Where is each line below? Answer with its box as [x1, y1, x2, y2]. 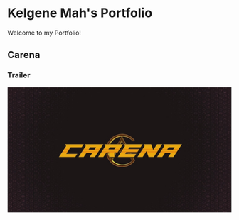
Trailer [7, 70, 31, 80]
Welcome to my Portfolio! [7, 28, 82, 37]
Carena [7, 49, 41, 61]
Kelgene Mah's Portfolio [7, 5, 153, 21]
